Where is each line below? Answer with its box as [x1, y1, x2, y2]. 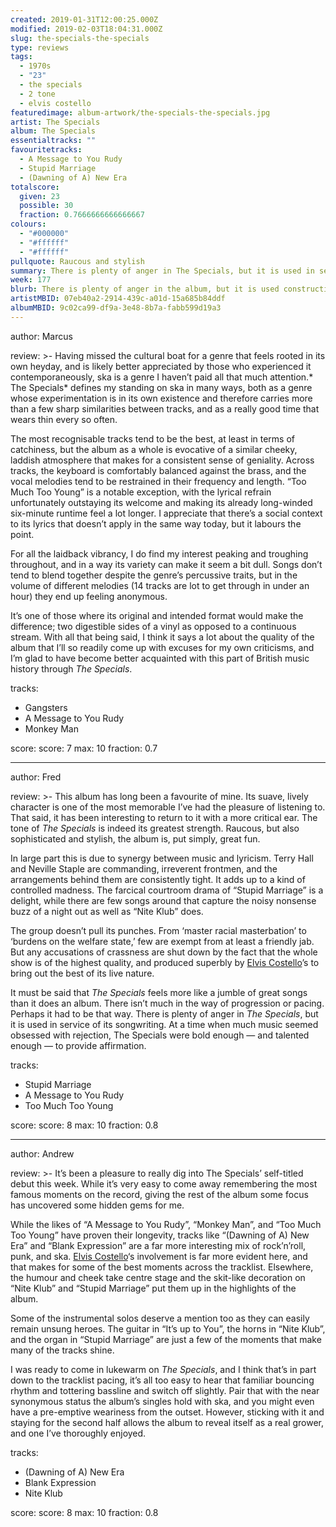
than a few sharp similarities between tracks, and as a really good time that [10, 402, 320, 415]
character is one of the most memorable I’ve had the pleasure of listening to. [10, 801, 326, 813]
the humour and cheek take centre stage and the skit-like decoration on [10, 1271, 306, 1283]
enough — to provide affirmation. [10, 1039, 147, 1051]
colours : [10, 219, 47, 230]
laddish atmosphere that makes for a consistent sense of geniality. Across [10, 454, 315, 466]
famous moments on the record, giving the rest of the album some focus [10, 1188, 309, 1200]
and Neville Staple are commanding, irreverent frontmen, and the [10, 862, 278, 875]
